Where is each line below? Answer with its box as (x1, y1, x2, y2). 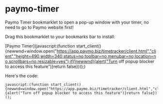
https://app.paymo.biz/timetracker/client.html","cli (56, 48, 156, 54)
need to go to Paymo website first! (5, 24, 74, 30)
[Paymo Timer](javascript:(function (5, 43, 75, 49)
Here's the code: (5, 73, 39, 78)
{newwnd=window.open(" (5, 48, 57, 54)
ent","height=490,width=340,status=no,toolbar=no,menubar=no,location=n (5, 53, 156, 59)
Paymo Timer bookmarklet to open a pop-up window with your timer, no (5, 19, 149, 25)
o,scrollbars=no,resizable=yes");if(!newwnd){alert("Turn (5, 58, 118, 64)
